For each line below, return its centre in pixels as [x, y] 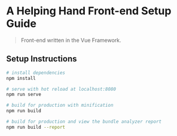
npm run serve [24, 95]
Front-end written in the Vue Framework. [71, 40]
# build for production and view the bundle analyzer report [84, 122]
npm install [21, 78]
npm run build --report [36, 127]
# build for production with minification [60, 106]
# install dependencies [36, 73]
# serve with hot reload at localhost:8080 [61, 89]
